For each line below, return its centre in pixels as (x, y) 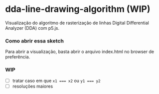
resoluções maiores (33, 86)
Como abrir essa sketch (34, 41)
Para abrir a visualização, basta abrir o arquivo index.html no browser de (80, 52)
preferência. (18, 57)
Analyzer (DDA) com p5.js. (32, 28)
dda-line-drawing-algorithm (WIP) (78, 9)
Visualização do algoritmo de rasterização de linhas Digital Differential (77, 23)
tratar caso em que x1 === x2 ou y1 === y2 (56, 81)
